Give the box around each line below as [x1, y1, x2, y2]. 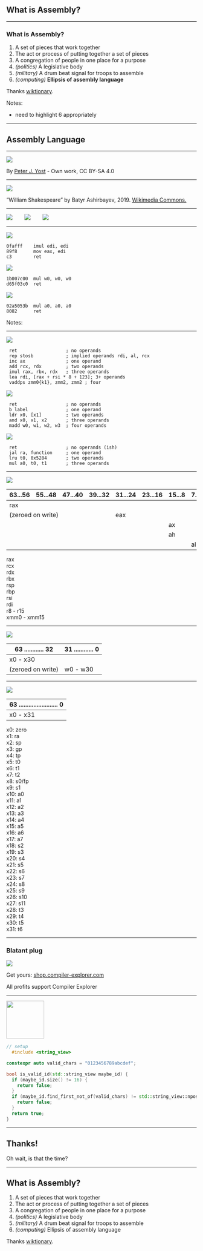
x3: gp [6, 745, 22, 753]
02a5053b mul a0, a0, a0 [6, 303, 71, 309]
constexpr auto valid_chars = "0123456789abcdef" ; [6, 1060, 137, 1066]
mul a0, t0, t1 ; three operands [8, 460, 110, 466]
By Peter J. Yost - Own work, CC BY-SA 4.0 [6, 167, 115, 174]
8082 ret [6, 308, 42, 314]
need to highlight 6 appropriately [14, 111, 97, 119]
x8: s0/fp [6, 777, 29, 785]
